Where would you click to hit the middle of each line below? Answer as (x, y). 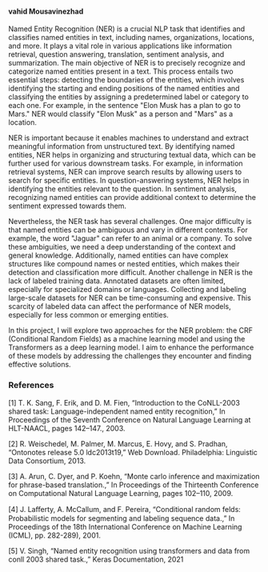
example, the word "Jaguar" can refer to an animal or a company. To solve (130, 238)
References (31, 386)
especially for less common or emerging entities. (89, 315)
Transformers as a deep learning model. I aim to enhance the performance (131, 347)
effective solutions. (40, 365)
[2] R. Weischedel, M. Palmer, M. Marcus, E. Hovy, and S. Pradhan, (118, 443)
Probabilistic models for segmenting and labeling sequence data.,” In (122, 518)
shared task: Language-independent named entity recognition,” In (117, 411)
